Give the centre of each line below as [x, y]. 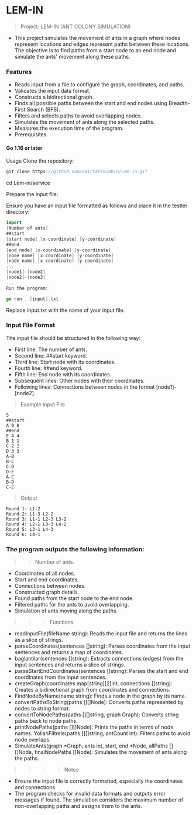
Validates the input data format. [52, 91]
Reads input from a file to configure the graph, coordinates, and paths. [99, 85]
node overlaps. [32, 740]
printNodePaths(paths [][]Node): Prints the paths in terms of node [94, 727]
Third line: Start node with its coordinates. [65, 362]
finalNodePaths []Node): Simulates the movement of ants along [111, 752]
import [14, 223]
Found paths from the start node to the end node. [74, 598]
